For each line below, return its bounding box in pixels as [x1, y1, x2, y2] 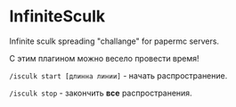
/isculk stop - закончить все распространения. [9, 87, 193, 98]
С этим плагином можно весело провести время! [9, 53, 199, 63]
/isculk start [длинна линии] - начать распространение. [9, 70, 228, 81]
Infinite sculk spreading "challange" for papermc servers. [9, 36, 220, 46]
